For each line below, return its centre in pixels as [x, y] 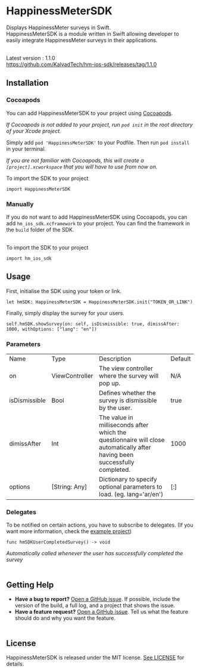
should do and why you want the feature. [65, 618]
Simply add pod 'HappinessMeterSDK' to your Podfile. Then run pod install [98, 142]
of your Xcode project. [34, 131]
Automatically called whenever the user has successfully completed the [95, 553]
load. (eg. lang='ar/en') [131, 494]
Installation [27, 83]
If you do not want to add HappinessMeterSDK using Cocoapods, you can [97, 217]
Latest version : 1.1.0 [31, 58]
